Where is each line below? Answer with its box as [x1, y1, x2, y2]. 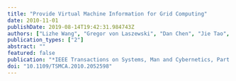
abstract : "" [7, 43, 46, 50]
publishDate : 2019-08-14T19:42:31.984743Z [7, 23, 135, 30]
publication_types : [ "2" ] [7, 37, 84, 44]
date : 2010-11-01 [7, 17, 59, 24]
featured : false [7, 50, 55, 57]
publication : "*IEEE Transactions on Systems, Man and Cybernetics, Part [7, 56, 230, 63]
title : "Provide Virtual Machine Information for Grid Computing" [7, 10, 208, 18]
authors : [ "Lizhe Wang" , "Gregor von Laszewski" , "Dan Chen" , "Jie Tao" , [7, 30, 230, 37]
